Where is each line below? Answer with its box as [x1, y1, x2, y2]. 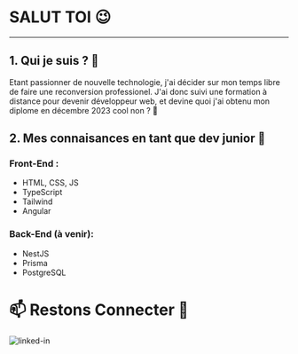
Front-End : [9, 158, 59, 170]
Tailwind [21, 196, 53, 207]
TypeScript [21, 187, 63, 198]
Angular [21, 206, 51, 216]
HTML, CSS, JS [21, 177, 79, 188]
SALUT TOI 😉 [9, 7, 112, 28]
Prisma [21, 257, 49, 268]
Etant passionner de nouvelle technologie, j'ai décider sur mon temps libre [9, 76, 281, 87]
